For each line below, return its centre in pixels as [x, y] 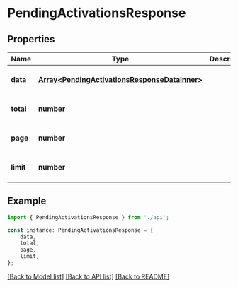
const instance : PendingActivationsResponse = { [80, 230]
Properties [31, 39]
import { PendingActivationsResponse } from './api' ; [89, 217]
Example [27, 201]
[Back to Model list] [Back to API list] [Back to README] [89, 276]
